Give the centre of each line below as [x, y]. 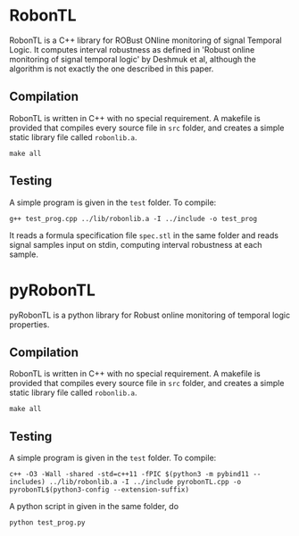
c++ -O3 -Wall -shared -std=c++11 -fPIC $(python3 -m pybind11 [129, 474]
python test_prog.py [48, 523]
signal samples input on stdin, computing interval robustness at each [136, 244]
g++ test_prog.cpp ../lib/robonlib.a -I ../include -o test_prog [133, 219]
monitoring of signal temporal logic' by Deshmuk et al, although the [133, 59]
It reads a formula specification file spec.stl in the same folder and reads [144, 235]
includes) [28, 482]
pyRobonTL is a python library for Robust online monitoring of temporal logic [150, 315]
